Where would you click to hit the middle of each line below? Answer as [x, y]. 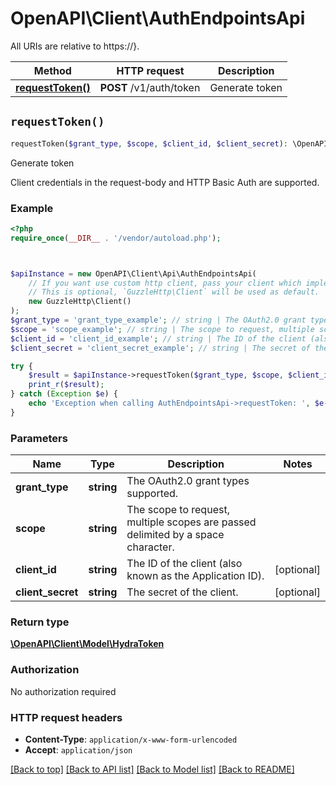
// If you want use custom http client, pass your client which [165, 283]
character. [150, 547]
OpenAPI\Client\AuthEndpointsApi [158, 18]
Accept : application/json [78, 749]
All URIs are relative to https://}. [75, 46]
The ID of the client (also [184, 564]
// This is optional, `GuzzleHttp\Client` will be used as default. [174, 292]
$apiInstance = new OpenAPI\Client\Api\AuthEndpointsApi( [133, 273]
